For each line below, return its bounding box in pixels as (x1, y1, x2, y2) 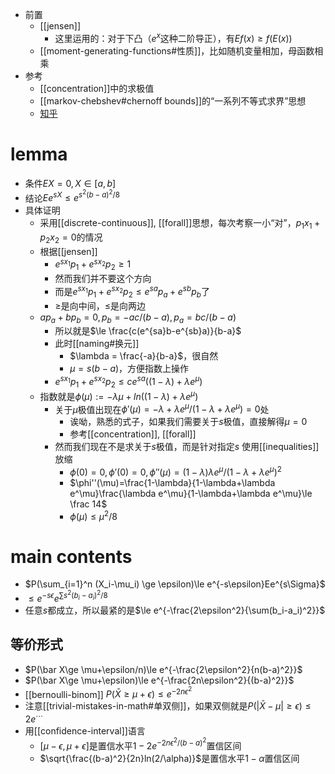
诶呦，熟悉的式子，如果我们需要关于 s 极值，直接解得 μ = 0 (69, 416, 308, 428)
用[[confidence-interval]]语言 (24, 725, 146, 737)
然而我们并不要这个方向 (54, 273, 152, 285)
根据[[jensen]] (39, 245, 98, 257)
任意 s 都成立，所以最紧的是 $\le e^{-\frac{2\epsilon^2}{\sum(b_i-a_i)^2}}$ (24, 604, 326, 616)
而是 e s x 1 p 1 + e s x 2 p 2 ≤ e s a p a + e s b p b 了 (54, 284, 210, 300)
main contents (10, 545, 133, 568)
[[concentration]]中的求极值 (39, 82, 155, 94)
